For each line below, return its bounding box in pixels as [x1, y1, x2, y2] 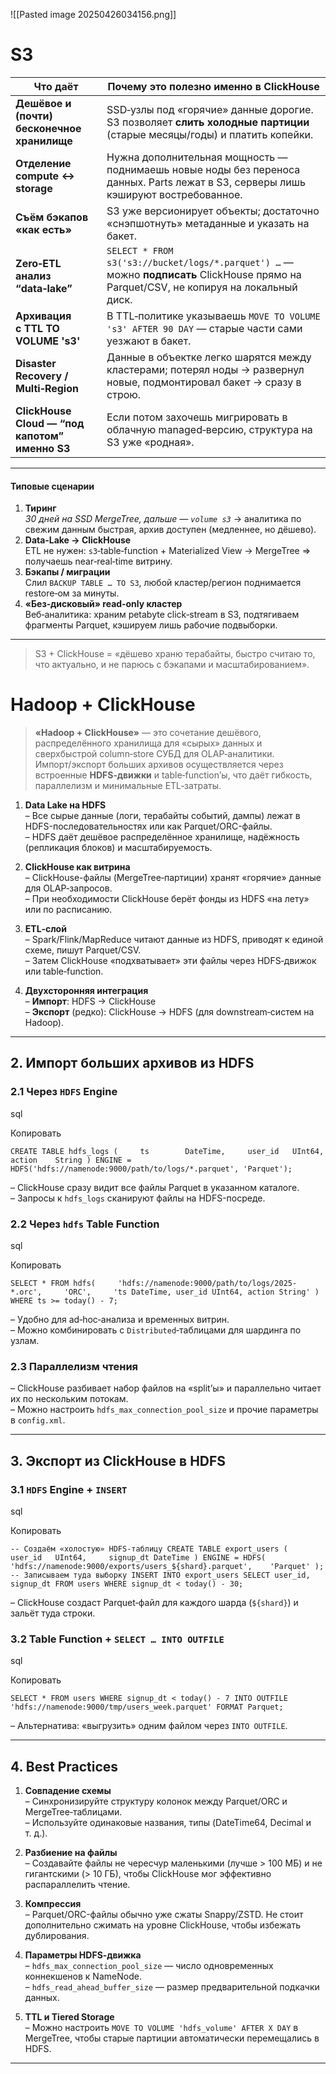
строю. [106, 387, 142, 401]
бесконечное [15, 121, 82, 135]
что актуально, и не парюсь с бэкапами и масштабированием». [34, 659, 310, 671]
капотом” [15, 429, 64, 443]
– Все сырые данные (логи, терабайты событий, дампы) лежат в [24, 810, 301, 822]
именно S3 [15, 441, 71, 455]
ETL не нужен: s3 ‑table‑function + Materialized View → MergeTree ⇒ [24, 545, 312, 557]
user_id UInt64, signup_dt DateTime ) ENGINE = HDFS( [10, 1553, 267, 1563]
